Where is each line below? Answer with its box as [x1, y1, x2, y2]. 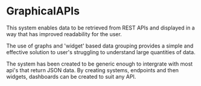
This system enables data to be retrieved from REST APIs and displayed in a [6, 24, 195, 31]
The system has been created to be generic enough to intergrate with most [6, 60, 193, 67]
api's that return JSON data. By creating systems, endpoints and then [6, 66, 179, 73]
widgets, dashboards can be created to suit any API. [6, 73, 136, 80]
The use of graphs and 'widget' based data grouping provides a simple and [6, 42, 194, 49]
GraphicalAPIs [6, 4, 80, 18]
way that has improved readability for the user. [6, 30, 122, 37]
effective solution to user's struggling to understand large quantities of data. [6, 48, 196, 55]
